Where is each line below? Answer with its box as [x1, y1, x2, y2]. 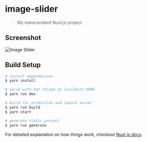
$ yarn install [5, 78, 36, 83]
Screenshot [5, 34, 41, 42]
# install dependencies [5, 74, 54, 79]
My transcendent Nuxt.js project [17, 20, 82, 25]
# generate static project [5, 118, 60, 123]
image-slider [5, 3, 58, 15]
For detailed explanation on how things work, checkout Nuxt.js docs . [5, 132, 143, 138]
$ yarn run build [5, 105, 40, 110]
